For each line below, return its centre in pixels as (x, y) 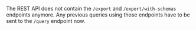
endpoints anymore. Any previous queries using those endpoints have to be (98, 15)
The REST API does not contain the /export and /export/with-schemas (91, 9)
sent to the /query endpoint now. (46, 21)
